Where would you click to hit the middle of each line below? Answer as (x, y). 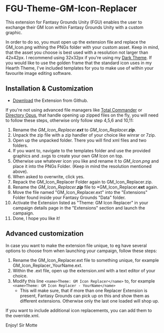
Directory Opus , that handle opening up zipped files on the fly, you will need (82, 115)
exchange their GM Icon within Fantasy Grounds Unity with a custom (74, 27)
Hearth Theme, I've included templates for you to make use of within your (80, 68)
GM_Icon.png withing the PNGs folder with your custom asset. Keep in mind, (82, 47)
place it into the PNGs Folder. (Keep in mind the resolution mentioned (82, 166)
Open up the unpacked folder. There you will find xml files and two (80, 140)
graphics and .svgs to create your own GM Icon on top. (68, 156)
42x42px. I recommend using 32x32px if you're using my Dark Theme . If (79, 57)
